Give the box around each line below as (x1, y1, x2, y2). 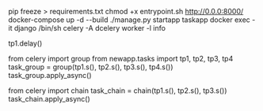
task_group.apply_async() (8, 71, 93, 80)
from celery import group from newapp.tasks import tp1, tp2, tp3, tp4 (8, 54, 234, 63)
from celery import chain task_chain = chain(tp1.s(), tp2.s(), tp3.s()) (8, 86, 227, 95)
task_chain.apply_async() (8, 94, 91, 103)
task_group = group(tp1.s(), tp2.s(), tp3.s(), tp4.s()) (8, 62, 173, 72)
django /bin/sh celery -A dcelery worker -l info (13, 24, 166, 32)
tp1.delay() (8, 39, 43, 48)
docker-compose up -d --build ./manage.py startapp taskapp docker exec (8, 15, 251, 24)
